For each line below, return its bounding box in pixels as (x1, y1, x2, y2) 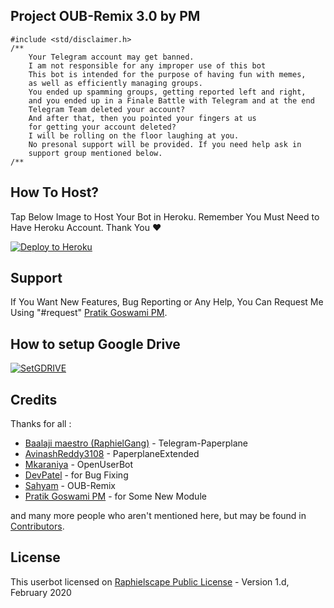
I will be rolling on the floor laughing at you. (28, 130, 240, 141)
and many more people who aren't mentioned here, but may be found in (10, 510, 307, 522)
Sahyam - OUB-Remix (24, 480, 116, 492)
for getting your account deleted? (28, 122, 177, 132)
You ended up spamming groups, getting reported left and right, (28, 87, 307, 97)
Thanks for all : (10, 418, 72, 430)
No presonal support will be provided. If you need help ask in (28, 139, 302, 149)
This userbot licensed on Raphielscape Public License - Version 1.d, (10, 575, 290, 588)
